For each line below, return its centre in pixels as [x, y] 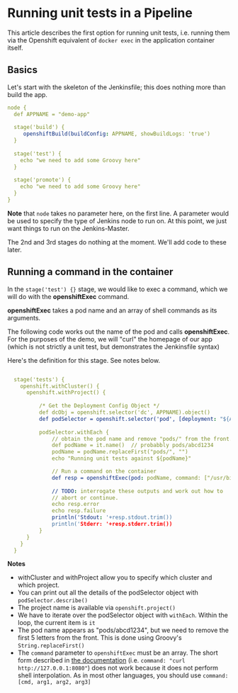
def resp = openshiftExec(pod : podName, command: [126, 478]
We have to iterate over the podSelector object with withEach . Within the [123, 615]
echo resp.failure [79, 511]
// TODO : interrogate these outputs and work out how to [137, 491]
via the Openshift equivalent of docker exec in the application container [111, 40]
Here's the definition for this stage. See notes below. [84, 360]
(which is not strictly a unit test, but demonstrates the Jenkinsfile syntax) [113, 346]
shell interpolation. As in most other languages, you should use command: [123, 675]
